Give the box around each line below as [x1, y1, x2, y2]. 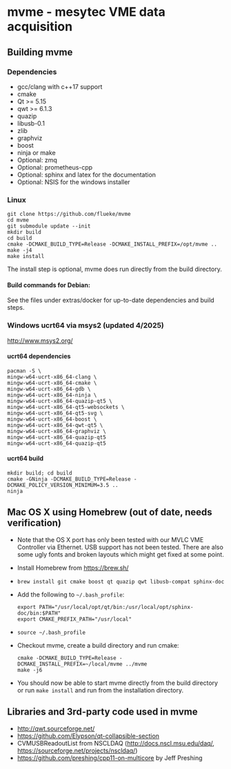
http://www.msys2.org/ [7, 336, 74, 345]
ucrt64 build [7, 455, 43, 463]
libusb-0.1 [17, 119, 45, 128]
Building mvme [7, 46, 73, 58]
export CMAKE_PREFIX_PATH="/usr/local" [17, 615, 132, 623]
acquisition [7, 19, 73, 34]
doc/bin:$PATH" [17, 610, 61, 617]
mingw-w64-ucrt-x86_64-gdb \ [7, 386, 91, 392]
